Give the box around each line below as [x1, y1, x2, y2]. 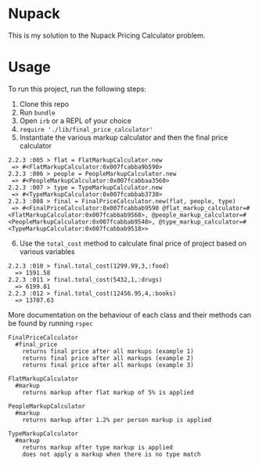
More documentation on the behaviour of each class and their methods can [8, 310, 252, 319]
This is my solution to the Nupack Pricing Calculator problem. [8, 31, 206, 40]
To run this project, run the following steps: [8, 84, 147, 93]
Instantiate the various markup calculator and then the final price [19, 133, 228, 142]
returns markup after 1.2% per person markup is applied [22, 416, 212, 424]
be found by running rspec [8, 319, 94, 328]
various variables [19, 246, 76, 256]
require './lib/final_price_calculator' [19, 126, 153, 133]
